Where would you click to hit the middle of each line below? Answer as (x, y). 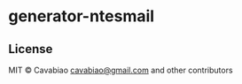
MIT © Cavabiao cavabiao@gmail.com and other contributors (121, 70)
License (31, 49)
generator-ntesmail (82, 16)
